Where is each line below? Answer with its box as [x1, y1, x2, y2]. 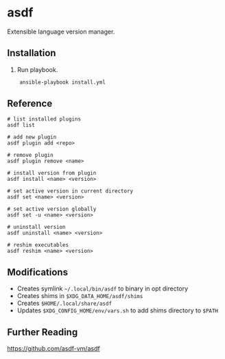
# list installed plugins [7, 116, 81, 123]
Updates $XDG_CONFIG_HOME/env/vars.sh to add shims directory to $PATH [16, 306, 218, 314]
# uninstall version [7, 224, 67, 231]
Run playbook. [16, 65, 58, 73]
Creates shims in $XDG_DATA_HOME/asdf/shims [16, 292, 143, 300]
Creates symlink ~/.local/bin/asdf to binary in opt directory [16, 284, 189, 293]
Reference [7, 98, 53, 110]
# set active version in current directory [7, 188, 134, 195]
